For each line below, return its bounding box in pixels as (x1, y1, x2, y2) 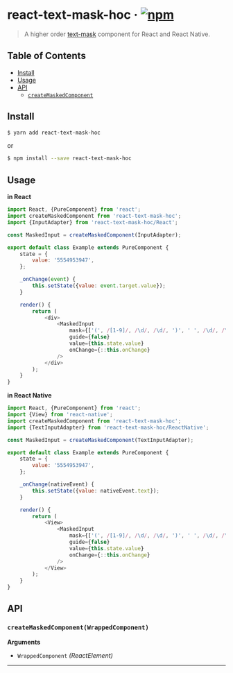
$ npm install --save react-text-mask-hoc (7, 155, 132, 162)
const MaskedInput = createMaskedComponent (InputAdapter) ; (7, 231, 182, 239)
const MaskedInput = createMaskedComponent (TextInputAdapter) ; (7, 436, 194, 443)
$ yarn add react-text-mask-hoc (7, 129, 101, 136)
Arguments (7, 638, 41, 646)
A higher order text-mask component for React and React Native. (24, 30, 210, 38)
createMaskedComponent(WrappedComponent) (7, 624, 149, 631)
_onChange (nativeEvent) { (19, 481, 95, 488)
